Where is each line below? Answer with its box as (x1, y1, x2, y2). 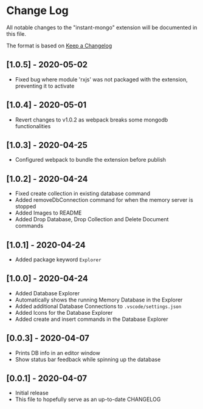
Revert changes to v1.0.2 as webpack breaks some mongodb (15, 116, 168, 123)
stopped (15, 203, 36, 210)
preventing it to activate (15, 82, 75, 89)
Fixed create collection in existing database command (15, 190, 151, 198)
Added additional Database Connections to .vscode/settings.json (15, 302, 182, 310)
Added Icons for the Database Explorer (15, 309, 113, 316)
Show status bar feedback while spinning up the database (15, 356, 161, 363)
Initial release (15, 390, 49, 397)
